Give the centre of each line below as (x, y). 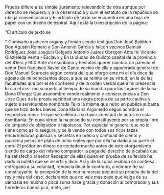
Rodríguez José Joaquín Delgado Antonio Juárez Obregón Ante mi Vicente (81, 52)
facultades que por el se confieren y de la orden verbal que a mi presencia (80, 83)
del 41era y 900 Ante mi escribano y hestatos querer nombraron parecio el (80, 62)
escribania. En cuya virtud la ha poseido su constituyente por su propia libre (82, 120)
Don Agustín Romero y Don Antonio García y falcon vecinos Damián (73, 47)
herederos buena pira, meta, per (38, 187)
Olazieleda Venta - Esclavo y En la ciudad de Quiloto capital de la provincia (81, 57)
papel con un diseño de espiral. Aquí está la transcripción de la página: (77, 23)
